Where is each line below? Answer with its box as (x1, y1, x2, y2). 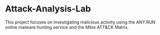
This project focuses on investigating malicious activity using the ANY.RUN (5, 19, 156, 25)
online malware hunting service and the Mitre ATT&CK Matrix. (5, 24, 129, 30)
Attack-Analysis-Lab (5, 3, 91, 14)
